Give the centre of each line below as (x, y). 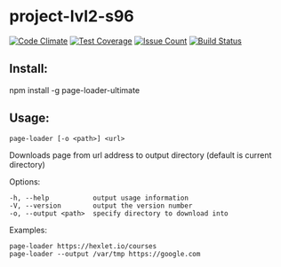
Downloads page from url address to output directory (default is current (140, 155)
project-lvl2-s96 (72, 16)
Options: (25, 181)
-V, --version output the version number (101, 206)
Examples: (28, 230)
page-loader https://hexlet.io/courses (83, 246)
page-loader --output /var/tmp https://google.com (105, 254)
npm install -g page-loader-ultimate (75, 90)
